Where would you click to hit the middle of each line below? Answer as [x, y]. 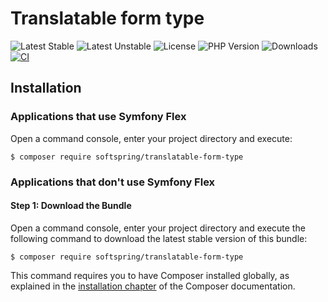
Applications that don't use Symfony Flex [113, 182]
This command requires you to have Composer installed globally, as [150, 275]
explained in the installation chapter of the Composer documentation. [153, 286]
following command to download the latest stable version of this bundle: [159, 238]
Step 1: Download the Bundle [71, 206]
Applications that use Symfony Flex [98, 117]
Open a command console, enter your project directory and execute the [158, 228]
